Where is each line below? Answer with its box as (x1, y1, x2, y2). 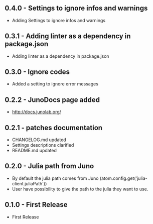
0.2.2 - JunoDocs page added (5, 95, 100, 104)
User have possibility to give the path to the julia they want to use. (12, 186, 148, 192)
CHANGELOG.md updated (12, 137, 66, 143)
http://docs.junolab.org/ (12, 109, 61, 115)
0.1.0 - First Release (5, 200, 68, 209)
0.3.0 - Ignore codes (5, 68, 70, 76)
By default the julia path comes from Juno (12, 175, 99, 181)
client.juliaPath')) (12, 180, 47, 186)
